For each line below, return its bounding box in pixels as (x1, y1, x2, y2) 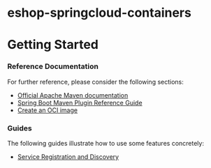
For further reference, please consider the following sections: (7, 77, 184, 86)
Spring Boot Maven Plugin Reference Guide (17, 98, 143, 107)
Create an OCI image (17, 106, 78, 114)
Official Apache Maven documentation (17, 91, 129, 99)
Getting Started (7, 37, 99, 53)
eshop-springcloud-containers (7, 5, 192, 21)
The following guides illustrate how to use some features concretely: (7, 139, 205, 147)
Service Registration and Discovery (17, 152, 119, 161)
